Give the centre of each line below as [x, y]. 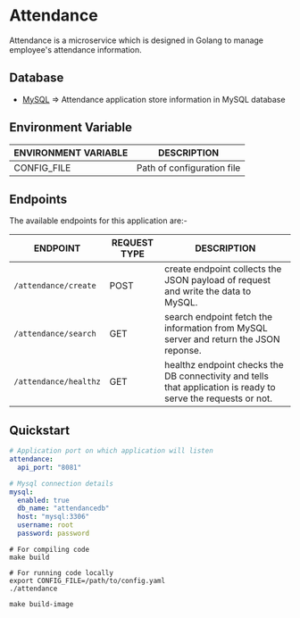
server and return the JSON [222, 339]
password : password [54, 534]
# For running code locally [62, 572]
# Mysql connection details [62, 483]
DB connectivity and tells [217, 376]
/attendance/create [55, 286]
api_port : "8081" [50, 467]
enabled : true [43, 500]
